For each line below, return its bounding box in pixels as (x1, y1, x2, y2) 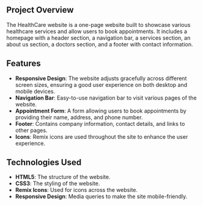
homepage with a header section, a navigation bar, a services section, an (6, 34, 191, 42)
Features (6, 58, 41, 69)
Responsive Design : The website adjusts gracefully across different (15, 75, 187, 82)
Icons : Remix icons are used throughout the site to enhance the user (15, 133, 188, 140)
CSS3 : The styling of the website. (15, 180, 100, 187)
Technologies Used (6, 157, 81, 167)
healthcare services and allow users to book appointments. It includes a (6, 28, 188, 35)
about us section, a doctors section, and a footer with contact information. (6, 40, 194, 48)
